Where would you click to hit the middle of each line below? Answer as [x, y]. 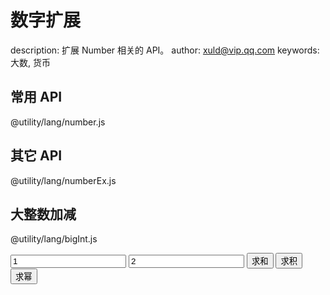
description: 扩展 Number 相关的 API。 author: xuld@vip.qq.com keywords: [165, 50]
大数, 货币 [30, 62]
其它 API [36, 156]
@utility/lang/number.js [58, 122]
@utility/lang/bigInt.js [54, 239]
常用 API [36, 97]
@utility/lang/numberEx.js [63, 180]
